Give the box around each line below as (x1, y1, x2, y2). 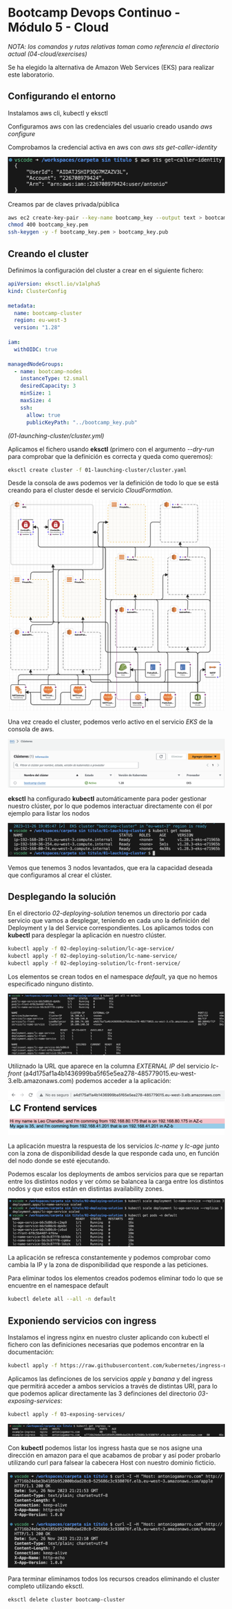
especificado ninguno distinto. (8, 980, 94, 988)
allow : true (25, 411, 61, 419)
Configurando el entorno (8, 91, 116, 102)
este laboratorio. (8, 70, 54, 79)
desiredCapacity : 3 (20, 382, 76, 390)
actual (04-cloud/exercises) (8, 50, 88, 58)
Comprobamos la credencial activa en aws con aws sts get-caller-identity (8, 143, 218, 151)
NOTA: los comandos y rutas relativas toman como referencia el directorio (8, 42, 220, 50)
